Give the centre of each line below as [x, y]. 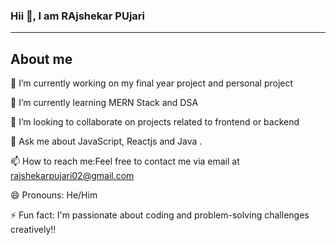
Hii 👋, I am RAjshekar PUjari [77, 16]
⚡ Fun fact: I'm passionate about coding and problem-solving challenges [160, 215]
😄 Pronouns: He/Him [54, 195]
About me [41, 59]
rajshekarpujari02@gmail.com [72, 176]
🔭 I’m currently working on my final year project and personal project [152, 83]
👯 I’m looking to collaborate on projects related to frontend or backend [155, 122]
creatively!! [33, 230]
